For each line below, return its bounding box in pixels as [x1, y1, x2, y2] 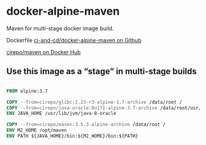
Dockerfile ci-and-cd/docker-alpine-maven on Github [6, 36, 142, 44]
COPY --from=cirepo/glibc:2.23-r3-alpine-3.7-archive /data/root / [6, 99, 183, 105]
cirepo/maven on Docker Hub [6, 48, 81, 56]
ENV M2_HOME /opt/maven [6, 127, 67, 133]
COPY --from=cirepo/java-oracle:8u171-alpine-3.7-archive [6, 104, 158, 111]
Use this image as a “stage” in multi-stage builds [6, 66, 197, 77]
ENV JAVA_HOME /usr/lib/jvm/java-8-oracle [6, 111, 116, 117]
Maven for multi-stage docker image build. [6, 25, 114, 32]
